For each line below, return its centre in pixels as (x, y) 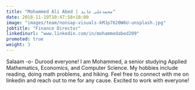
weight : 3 (18, 45)
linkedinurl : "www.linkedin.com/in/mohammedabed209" (73, 34)
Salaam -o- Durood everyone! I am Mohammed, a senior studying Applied (97, 61)
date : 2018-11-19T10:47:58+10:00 (48, 17)
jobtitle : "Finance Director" (44, 28)
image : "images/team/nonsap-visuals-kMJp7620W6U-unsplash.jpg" (86, 22)
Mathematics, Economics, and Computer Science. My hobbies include (92, 67)
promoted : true (25, 39)
